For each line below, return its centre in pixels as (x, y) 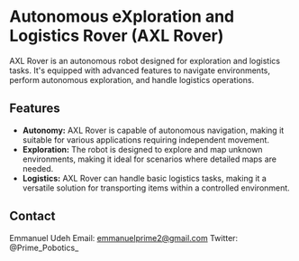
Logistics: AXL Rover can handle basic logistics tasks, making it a (145, 178)
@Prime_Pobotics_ (44, 247)
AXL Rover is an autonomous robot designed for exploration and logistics (145, 61)
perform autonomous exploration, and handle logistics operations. (132, 79)
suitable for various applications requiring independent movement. (146, 140)
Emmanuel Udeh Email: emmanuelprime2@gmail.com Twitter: (124, 238)
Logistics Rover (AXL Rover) (117, 36)
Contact (32, 216)
